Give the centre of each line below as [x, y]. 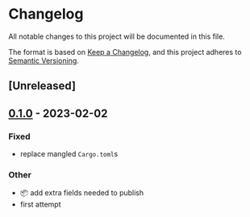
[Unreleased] [42, 86]
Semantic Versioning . [44, 61]
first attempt [41, 204]
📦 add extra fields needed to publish [82, 193]
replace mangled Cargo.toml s [69, 154]
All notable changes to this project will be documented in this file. [117, 36]
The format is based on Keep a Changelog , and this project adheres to [125, 52]
